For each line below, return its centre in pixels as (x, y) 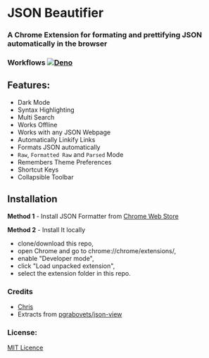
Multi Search (36, 117)
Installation (32, 199)
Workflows (26, 63)
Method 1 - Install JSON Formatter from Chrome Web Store (93, 216)
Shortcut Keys (38, 170)
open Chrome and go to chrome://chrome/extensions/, (97, 250)
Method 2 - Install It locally (46, 229)
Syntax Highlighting (46, 110)
